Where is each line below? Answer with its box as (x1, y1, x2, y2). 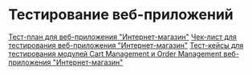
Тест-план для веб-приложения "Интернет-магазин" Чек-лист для (8, 32, 237, 41)
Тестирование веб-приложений (8, 6, 234, 24)
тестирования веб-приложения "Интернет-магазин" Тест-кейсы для (8, 40, 244, 49)
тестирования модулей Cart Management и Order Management (8, 49, 222, 58)
